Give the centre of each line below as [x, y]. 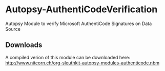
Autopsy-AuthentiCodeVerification [81, 9]
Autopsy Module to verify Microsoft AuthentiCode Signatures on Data [79, 23]
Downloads [24, 45]
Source [13, 29]
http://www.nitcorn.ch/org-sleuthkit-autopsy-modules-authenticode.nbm [82, 63]
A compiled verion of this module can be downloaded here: [68, 57]
